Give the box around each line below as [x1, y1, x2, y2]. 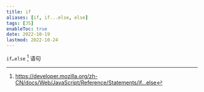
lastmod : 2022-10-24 [6, 37, 59, 43]
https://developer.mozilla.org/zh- [15, 72, 98, 79]
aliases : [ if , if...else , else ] [6, 15, 88, 21]
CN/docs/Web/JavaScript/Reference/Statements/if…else [15, 79, 157, 86]
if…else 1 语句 [6, 54, 41, 62]
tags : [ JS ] [6, 20, 34, 26]
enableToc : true [6, 25, 47, 32]
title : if [6, 8, 32, 15]
